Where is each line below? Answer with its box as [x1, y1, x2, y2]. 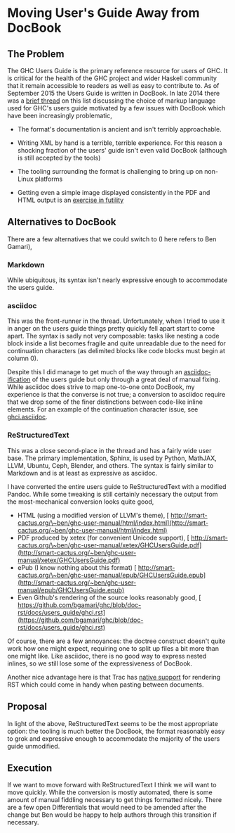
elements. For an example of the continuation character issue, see [7, 405, 199, 414]
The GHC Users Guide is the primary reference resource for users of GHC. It [7, 67, 228, 75]
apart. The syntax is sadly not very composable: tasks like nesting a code [7, 332, 220, 341]
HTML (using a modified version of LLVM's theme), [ [17, 511, 170, 519]
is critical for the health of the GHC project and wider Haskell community [7, 74, 217, 82]
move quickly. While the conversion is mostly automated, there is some [7, 788, 213, 796]
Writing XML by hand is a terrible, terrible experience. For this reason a [17, 139, 222, 147]
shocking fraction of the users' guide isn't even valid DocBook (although [17, 146, 227, 154]
